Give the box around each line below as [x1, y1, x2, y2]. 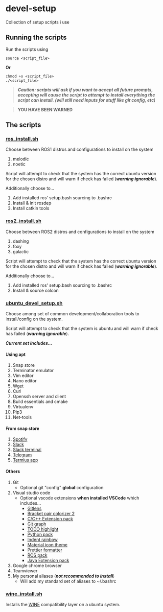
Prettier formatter [27, 547, 63, 553]
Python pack [27, 531, 53, 537]
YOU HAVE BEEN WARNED [17, 106, 73, 113]
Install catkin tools [12, 205, 49, 211]
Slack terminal [12, 447, 42, 453]
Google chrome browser [12, 563, 62, 568]
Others [5, 469, 20, 474]
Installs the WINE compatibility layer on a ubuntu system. [5, 601, 120, 607]
